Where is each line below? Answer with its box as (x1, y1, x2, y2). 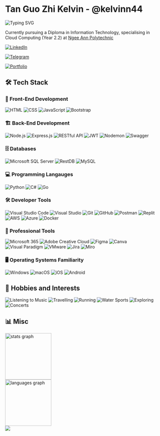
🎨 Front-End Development (5, 95, 68, 102)
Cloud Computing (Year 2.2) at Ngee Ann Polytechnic (5, 35, 114, 41)
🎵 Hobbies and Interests (5, 284, 80, 292)
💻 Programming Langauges (5, 171, 73, 178)
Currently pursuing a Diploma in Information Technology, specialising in (5, 29, 150, 35)
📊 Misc (5, 317, 29, 326)
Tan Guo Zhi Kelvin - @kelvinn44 (5, 3, 143, 15)
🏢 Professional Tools (5, 227, 55, 234)
